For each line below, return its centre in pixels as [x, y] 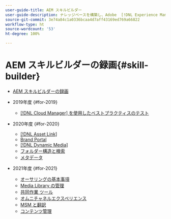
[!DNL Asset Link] [39, 134]
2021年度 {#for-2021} [35, 168]
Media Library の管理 [42, 185]
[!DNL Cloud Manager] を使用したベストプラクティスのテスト [84, 113]
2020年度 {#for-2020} [36, 124]
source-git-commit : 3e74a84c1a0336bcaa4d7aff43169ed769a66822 [73, 19]
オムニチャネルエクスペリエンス [53, 198]
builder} [23, 76]
